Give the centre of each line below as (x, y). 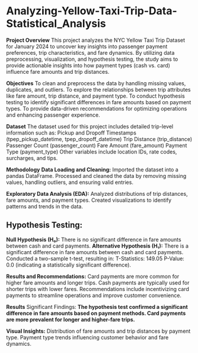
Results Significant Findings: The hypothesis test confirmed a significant (97, 307)
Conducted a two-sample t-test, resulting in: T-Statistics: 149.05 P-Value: (95, 258)
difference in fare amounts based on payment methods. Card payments (96, 313)
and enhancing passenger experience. (53, 115)
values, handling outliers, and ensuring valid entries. (70, 182)
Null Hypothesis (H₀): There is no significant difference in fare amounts (94, 239)
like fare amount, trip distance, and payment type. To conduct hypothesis (95, 96)
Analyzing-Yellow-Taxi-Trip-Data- (92, 11)
